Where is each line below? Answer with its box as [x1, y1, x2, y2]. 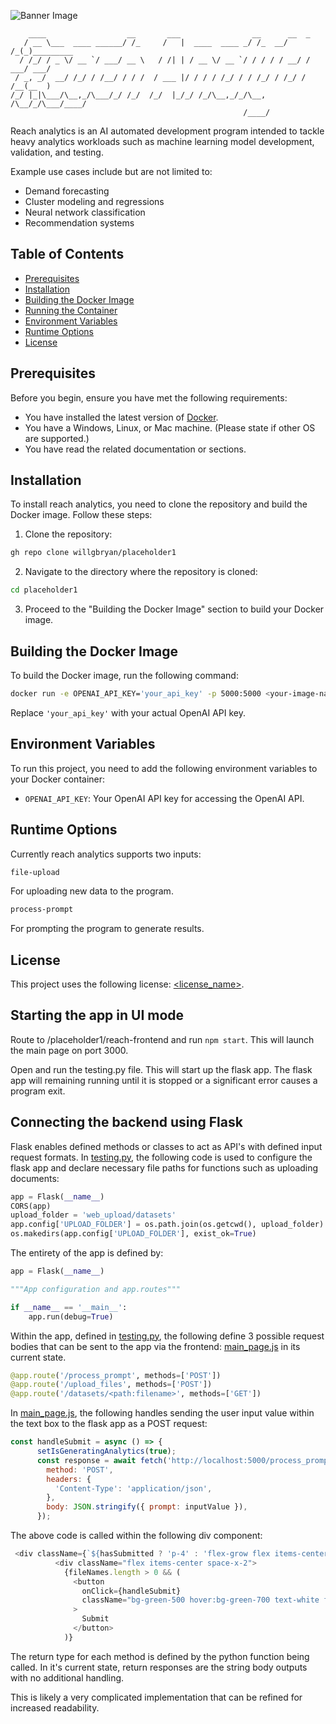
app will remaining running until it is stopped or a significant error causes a [10, 1074, 318, 1086]
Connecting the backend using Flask [10, 1114, 243, 1131]
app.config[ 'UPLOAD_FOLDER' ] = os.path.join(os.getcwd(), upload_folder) [10, 1220, 325, 1230]
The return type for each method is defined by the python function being [10, 1650, 310, 1662]
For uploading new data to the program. [10, 885, 174, 897]
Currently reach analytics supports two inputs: [10, 848, 202, 860]
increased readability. [10, 1701, 100, 1714]
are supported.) [24, 432, 90, 444]
